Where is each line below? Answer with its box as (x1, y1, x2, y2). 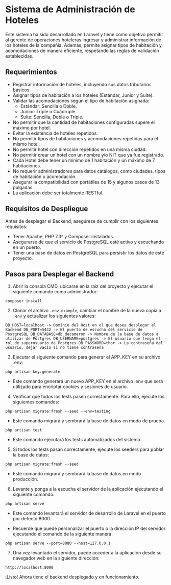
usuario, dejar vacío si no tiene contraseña (5, 345, 104, 350)
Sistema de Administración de (5, 4, 135, 15)
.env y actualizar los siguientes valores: (12, 313, 96, 319)
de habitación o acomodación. (12, 173, 77, 180)
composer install (5, 298, 42, 304)
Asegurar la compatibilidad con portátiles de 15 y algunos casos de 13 (12, 179, 160, 185)
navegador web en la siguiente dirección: (12, 555, 100, 562)
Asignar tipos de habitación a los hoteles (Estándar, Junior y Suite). (12, 92, 154, 98)
